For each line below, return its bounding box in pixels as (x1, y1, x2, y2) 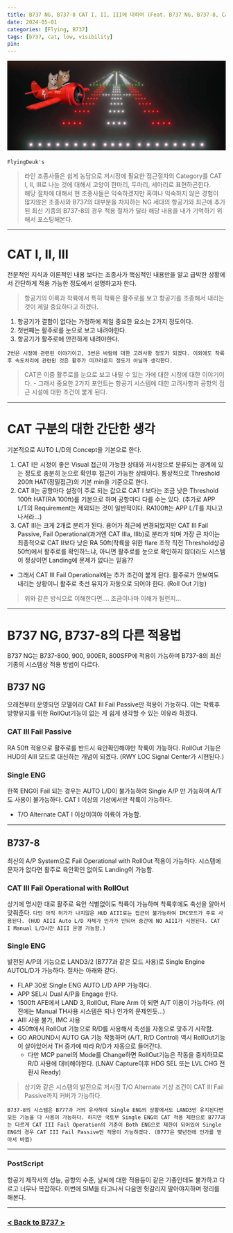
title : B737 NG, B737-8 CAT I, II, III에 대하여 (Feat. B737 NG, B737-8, (7, 11, 219, 18)
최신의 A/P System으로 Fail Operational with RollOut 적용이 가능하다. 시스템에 (7, 856, 221, 865)
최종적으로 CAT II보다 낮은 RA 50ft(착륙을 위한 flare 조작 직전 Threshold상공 (17, 538, 225, 547)
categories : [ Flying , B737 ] (7, 26, 89, 33)
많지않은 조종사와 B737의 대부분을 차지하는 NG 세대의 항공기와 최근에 (24, 198, 213, 206)
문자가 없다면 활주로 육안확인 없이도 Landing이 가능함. (7, 865, 155, 873)
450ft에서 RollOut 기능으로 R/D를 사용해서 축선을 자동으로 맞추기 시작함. (17, 1024, 214, 1033)
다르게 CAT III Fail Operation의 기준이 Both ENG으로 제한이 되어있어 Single (15, 1122, 222, 1129)
